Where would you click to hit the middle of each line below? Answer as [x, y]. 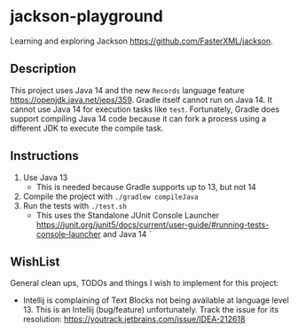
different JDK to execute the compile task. [87, 128]
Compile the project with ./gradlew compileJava [110, 196]
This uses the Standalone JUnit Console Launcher [128, 215]
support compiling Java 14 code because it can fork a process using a [138, 118]
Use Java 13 [45, 177]
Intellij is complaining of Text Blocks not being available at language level [156, 300]
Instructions [44, 156]
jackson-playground [86, 16]
